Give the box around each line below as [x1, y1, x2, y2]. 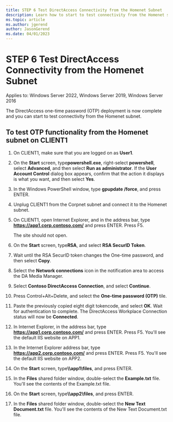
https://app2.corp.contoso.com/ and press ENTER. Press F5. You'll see [13, 350, 167, 356]
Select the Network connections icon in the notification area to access [13, 267, 164, 274]
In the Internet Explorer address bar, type [13, 344, 101, 351]
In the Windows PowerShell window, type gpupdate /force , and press [13, 186, 161, 192]
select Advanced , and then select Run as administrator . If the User [13, 165, 157, 171]
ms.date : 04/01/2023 [6, 31, 50, 36]
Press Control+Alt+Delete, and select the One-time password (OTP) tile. [13, 293, 167, 299]
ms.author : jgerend [6, 22, 48, 27]
